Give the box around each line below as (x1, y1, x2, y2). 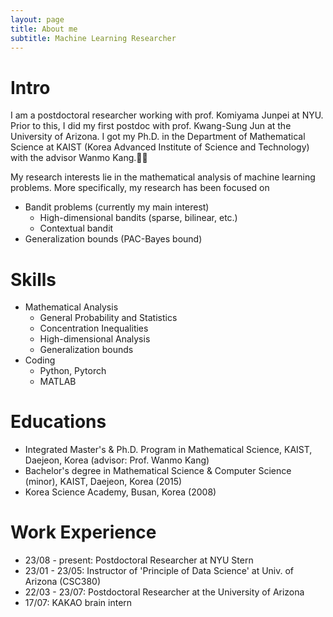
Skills (10, 268, 57, 291)
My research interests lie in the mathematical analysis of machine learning (10, 171, 316, 183)
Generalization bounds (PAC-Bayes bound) (24, 233, 203, 245)
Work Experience (10, 521, 157, 544)
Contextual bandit (39, 222, 114, 235)
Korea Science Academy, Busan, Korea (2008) (24, 486, 217, 498)
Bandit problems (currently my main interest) (24, 201, 210, 213)
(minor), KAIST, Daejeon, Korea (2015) (24, 476, 183, 488)
